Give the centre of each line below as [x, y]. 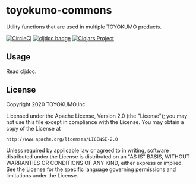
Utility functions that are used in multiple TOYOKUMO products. [84, 27]
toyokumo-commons [59, 10]
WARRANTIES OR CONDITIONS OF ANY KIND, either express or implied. [94, 163]
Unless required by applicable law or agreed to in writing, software [88, 150]
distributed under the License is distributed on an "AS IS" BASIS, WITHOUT [98, 156]
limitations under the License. [42, 175]
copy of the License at [34, 128]
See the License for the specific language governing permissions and [91, 169]
